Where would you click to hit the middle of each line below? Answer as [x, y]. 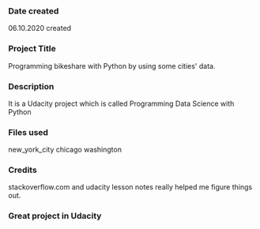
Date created [34, 11]
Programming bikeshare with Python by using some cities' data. [112, 66]
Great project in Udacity [55, 216]
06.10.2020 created [40, 28]
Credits [23, 170]
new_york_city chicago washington [65, 150]
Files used [28, 132]
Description [31, 86]
